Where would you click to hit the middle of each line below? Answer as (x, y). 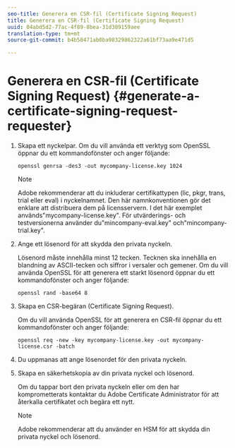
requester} (40, 126)
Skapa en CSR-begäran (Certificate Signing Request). (96, 306)
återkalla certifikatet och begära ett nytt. (76, 402)
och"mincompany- (200, 223)
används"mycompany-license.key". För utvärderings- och (102, 215)
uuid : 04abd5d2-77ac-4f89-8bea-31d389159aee (74, 27)
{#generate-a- (156, 96)
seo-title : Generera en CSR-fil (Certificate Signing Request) (102, 14)
